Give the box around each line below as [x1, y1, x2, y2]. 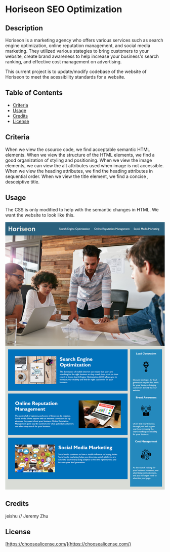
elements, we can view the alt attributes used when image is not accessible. [5, 162, 164, 168]
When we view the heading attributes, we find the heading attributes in [5, 168, 153, 174]
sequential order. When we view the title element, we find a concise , [5, 173, 149, 179]
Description [5, 24, 43, 32]
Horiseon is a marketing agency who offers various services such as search [5, 37, 163, 43]
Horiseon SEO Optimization [5, 4, 122, 15]
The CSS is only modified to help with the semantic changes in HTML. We [5, 207, 159, 213]
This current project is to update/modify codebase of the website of [5, 68, 147, 75]
